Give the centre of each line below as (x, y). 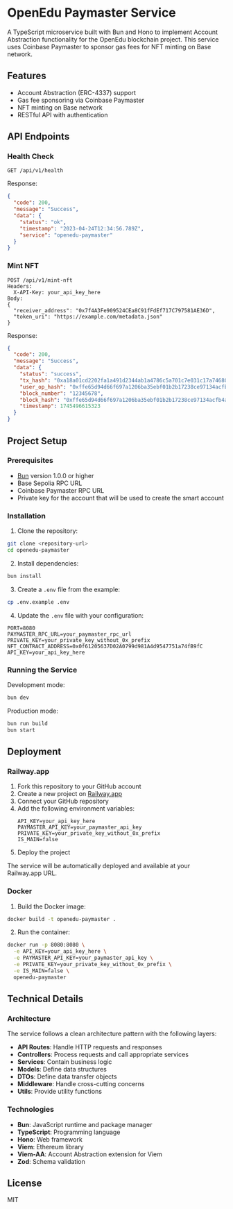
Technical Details (45, 999)
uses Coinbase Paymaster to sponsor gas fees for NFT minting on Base (109, 46)
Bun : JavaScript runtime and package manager (85, 1124)
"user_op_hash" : (43, 387)
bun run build (28, 723)
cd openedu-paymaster (38, 550)
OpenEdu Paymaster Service (92, 13)
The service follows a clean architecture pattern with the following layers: (112, 1034)
